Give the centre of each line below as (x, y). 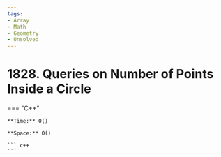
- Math (17, 27)
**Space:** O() (29, 133)
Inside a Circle (49, 89)
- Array (18, 20)
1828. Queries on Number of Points (110, 74)
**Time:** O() (28, 121)
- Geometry (23, 33)
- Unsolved (23, 40)
